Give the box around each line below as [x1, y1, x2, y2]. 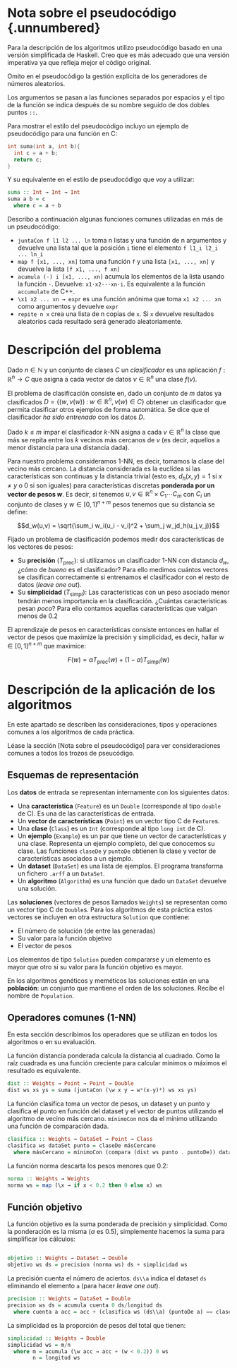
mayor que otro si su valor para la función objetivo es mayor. [7, 962, 183, 971]
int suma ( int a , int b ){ [7, 143, 80, 150]
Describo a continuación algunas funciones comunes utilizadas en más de [7, 215, 224, 224]
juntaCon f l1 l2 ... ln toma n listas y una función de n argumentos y [17, 236, 227, 245]
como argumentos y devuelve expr [17, 302, 119, 311]
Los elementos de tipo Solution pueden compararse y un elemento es [7, 955, 212, 964]
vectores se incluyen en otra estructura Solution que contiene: [7, 912, 190, 921]
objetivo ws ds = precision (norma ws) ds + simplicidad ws [7, 1261, 188, 1269]
